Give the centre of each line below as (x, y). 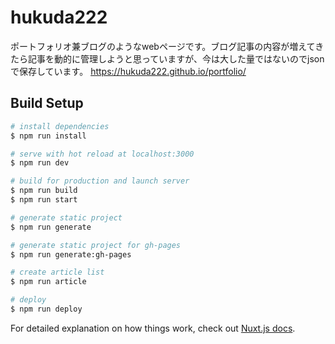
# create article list (57, 272)
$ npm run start (44, 200)
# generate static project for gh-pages (96, 245)
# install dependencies (60, 126)
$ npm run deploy (46, 309)
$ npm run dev (40, 163)
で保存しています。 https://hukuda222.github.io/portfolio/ (128, 71)
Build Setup (47, 103)
